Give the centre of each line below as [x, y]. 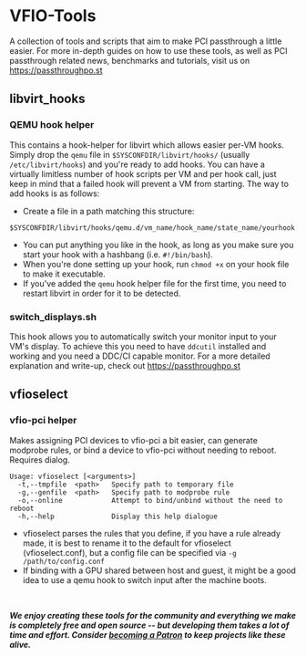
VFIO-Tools [53, 16]
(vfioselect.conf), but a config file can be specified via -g [129, 552]
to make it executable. [64, 274]
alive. [20, 644]
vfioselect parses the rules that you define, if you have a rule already [151, 533]
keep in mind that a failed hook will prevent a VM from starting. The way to [149, 183]
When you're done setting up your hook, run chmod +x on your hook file [156, 264]
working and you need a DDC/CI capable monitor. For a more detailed [140, 356]
